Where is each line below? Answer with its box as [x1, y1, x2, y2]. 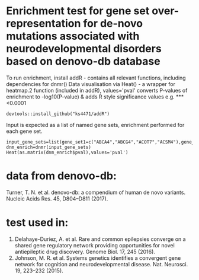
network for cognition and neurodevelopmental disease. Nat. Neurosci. [14, 260, 188, 268]
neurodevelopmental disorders [6, 42, 162, 56]
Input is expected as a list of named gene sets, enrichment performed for [6, 121, 185, 128]
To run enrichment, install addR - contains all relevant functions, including [6, 74, 186, 81]
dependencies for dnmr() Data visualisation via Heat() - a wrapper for [6, 80, 176, 87]
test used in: [6, 216, 69, 230]
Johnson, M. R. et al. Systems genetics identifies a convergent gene [14, 254, 181, 262]
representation [6, 17, 81, 30]
